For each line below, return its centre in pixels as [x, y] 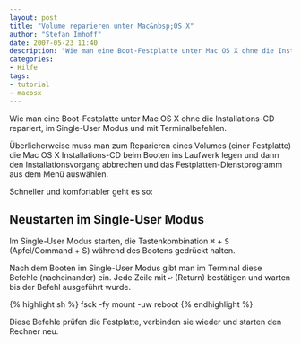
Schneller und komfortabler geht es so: [82, 191]
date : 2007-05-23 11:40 [54, 43]
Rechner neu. [34, 331]
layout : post [34, 18]
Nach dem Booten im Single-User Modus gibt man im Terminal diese [136, 268]
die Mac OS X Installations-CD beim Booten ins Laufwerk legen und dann [144, 154]
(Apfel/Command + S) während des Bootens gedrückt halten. [122, 251]
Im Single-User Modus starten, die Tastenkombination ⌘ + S [120, 241]
